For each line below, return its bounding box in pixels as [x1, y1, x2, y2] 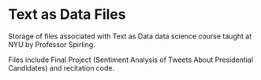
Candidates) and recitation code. [8, 63, 115, 72]
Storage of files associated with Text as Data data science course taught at [8, 31, 252, 41]
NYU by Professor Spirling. [8, 39, 96, 49]
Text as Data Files [8, 5, 126, 24]
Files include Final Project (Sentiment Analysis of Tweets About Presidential [8, 55, 254, 64]
